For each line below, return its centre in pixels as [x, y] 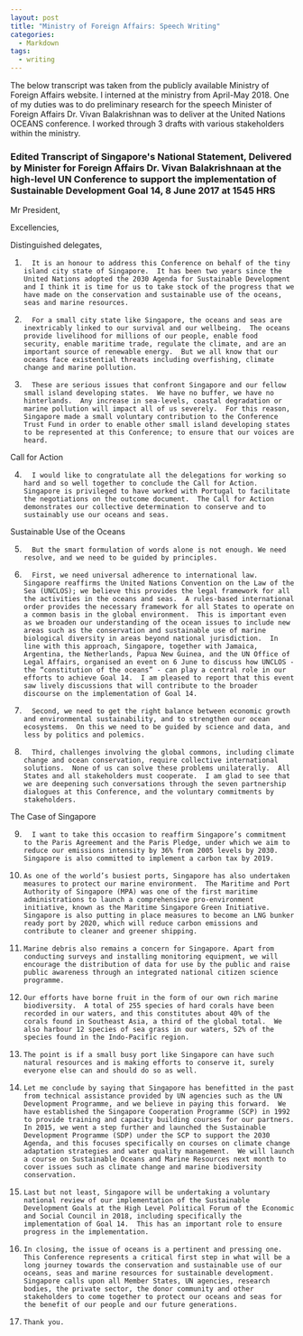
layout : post [35, 18]
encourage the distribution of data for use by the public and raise [157, 965]
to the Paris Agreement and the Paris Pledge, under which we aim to [157, 843]
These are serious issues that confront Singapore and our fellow [159, 385]
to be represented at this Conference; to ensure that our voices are [159, 433]
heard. [36, 441]
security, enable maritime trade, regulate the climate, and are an [155, 344]
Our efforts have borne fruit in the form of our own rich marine [151, 998]
